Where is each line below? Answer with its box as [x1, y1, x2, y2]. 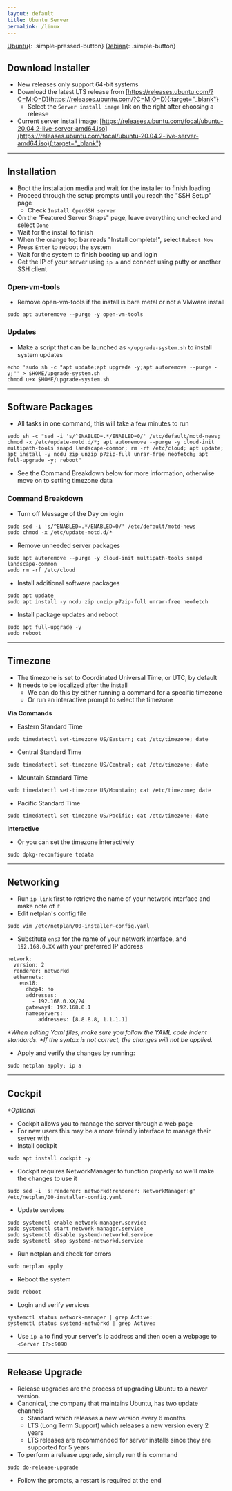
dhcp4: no [25, 986, 54, 993]
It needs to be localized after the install [17, 681, 128, 689]
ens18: [19, 980, 39, 987]
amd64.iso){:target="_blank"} [17, 139, 101, 147]
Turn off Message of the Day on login [17, 509, 124, 518]
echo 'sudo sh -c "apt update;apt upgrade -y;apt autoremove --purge [7, 364, 212, 371]
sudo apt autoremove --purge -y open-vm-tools [7, 311, 144, 318]
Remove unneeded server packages [17, 541, 121, 549]
